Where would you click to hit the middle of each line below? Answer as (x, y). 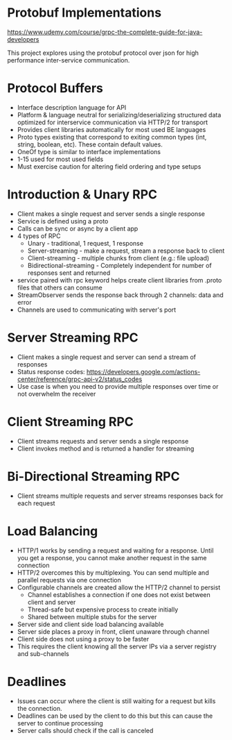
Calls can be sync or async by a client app (78, 228)
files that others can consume (60, 287)
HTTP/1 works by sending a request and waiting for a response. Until (115, 550)
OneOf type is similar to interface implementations (89, 151)
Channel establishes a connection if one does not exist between (119, 594)
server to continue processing (60, 723)
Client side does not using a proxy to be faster (83, 639)
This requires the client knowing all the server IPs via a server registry (117, 646)
